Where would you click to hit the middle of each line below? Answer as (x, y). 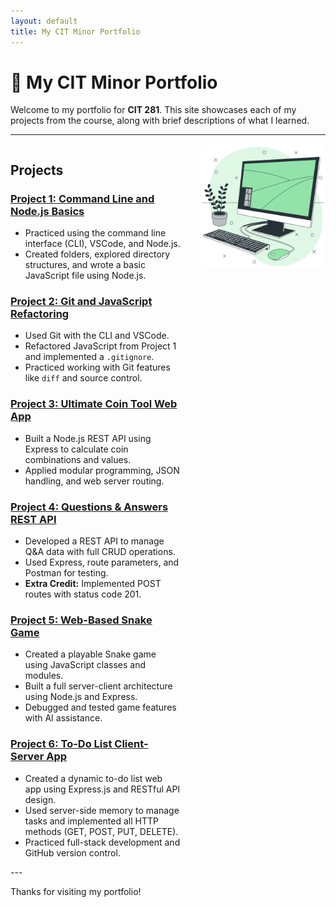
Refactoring (40, 314)
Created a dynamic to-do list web (93, 778)
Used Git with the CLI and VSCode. (97, 336)
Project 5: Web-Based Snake (81, 620)
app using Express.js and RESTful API (102, 789)
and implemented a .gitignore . (89, 357)
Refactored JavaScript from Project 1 (100, 346)
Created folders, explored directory (97, 254)
